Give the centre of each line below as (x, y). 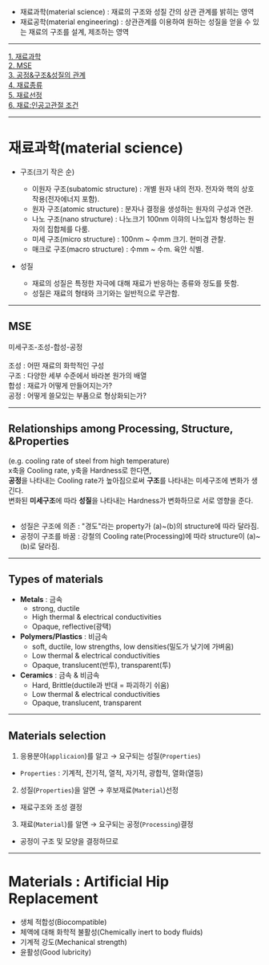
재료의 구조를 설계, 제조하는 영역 (79, 32)
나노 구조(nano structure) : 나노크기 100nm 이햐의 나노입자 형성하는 (139, 218)
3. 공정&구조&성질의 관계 (47, 75)
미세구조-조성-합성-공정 (46, 347)
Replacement (53, 899)
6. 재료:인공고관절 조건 (44, 105)
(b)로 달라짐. (40, 546)
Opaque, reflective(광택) (72, 627)
